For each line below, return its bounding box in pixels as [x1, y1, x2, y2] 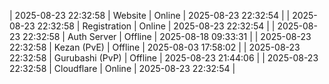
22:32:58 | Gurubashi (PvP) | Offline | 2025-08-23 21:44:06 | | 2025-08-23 [9, 52, 319, 64]
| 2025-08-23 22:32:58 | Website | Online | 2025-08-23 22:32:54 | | [9, 10, 291, 21]
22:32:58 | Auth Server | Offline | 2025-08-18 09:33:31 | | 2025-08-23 [22, 31, 312, 42]
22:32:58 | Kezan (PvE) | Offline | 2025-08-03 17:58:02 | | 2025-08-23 [9, 41, 301, 53]
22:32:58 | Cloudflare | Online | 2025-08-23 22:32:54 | [9, 63, 236, 74]
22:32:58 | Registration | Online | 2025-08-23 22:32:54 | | [37, 20, 276, 32]
